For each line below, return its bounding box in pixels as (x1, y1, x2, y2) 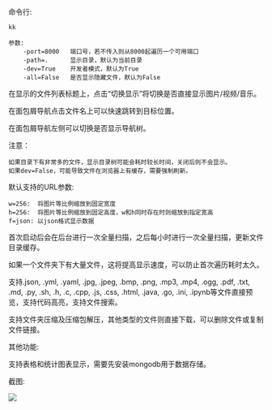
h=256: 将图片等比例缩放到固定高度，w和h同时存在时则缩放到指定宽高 (8, 209, 214, 217)
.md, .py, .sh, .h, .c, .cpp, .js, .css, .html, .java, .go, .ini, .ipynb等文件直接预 (8, 287, 253, 296)
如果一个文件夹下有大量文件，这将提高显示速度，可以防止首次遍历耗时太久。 (8, 260, 264, 270)
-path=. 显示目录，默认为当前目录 (23, 56, 143, 64)
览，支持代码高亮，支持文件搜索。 (8, 297, 122, 307)
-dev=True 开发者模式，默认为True (23, 65, 139, 73)
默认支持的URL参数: (8, 182, 74, 192)
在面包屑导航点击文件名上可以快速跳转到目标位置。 (8, 106, 179, 115)
